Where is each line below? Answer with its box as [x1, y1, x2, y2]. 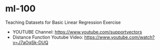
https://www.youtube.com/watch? [84, 34, 155, 40]
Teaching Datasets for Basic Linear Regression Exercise [5, 19, 121, 25]
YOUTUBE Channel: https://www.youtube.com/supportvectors [12, 29, 142, 35]
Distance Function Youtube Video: [12, 34, 84, 40]
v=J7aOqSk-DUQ [12, 39, 49, 45]
